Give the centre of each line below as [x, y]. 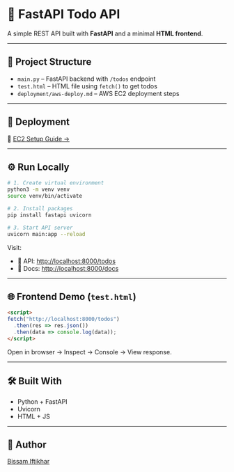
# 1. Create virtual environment [56, 183]
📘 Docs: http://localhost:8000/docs [68, 268]
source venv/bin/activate [45, 196]
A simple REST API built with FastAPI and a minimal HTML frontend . [105, 33]
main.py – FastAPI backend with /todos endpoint [86, 79]
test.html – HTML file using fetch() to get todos [87, 86]
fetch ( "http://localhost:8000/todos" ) [63, 320]
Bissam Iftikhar [29, 462]
